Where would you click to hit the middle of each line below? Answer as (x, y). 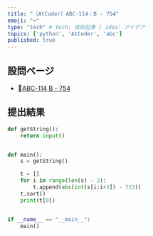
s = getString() (44, 161)
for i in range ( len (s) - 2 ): (63, 181)
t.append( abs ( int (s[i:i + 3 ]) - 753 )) (87, 187)
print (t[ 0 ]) (38, 200)
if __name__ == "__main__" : (49, 219)
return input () (43, 135)
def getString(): (33, 129)
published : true (31, 40)
